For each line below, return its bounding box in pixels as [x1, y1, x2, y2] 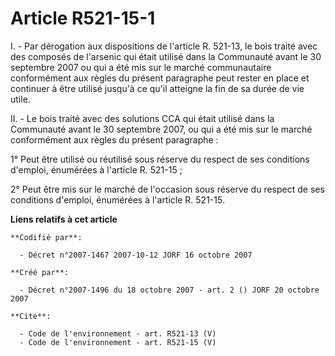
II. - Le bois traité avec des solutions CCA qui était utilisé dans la [10, 112, 275, 124]
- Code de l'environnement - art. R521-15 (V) [19, 337, 217, 347]
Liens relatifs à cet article [10, 213, 118, 225]
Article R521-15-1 [10, 7, 156, 30]
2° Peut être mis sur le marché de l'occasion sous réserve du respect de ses [10, 183, 325, 195]
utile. [10, 93, 31, 105]
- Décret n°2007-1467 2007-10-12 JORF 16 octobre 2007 [19, 250, 253, 260]
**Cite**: [10, 311, 52, 321]
